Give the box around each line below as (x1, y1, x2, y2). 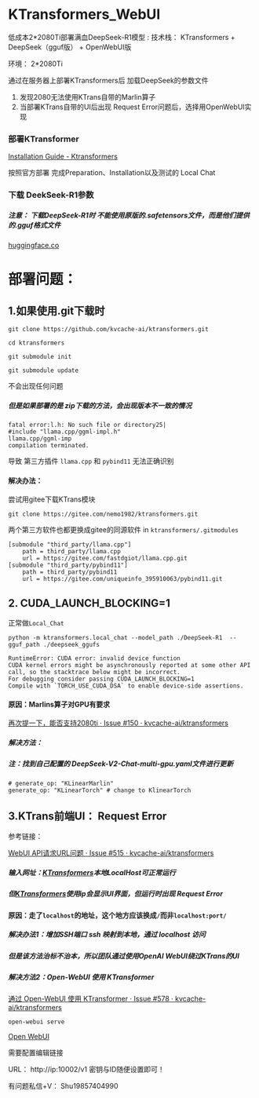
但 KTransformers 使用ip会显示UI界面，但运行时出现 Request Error (8, 889, 224, 899)
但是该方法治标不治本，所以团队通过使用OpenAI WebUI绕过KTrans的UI (8, 951, 239, 961)
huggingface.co (8, 241, 60, 250)
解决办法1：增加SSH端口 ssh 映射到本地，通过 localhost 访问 (8, 930, 206, 939)
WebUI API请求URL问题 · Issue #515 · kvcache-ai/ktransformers (8, 848, 214, 858)
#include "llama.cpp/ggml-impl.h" (8, 428, 122, 436)
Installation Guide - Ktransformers (8, 151, 118, 162)
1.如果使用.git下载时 (8, 304, 105, 317)
